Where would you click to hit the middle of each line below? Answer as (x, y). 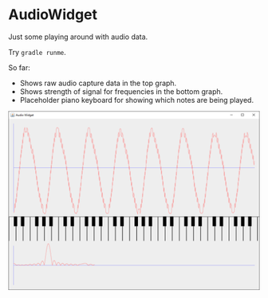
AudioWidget (53, 15)
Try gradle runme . (37, 52)
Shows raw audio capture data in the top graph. (98, 83)
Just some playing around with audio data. (78, 37)
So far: (19, 67)
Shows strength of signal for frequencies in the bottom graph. (121, 91)
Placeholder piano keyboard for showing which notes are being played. (136, 100)
